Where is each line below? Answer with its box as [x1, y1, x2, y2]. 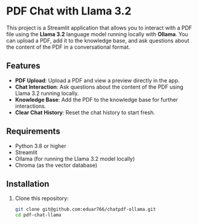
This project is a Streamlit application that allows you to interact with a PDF [6, 24, 192, 31]
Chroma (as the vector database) [14, 161, 98, 169]
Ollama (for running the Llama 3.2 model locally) [14, 155, 135, 162]
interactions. [14, 102, 46, 110]
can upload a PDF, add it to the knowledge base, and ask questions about [6, 37, 190, 44]
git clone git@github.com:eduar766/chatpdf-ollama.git [14, 207, 156, 213]
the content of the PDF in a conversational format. [6, 43, 131, 51]
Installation [6, 179, 49, 189]
